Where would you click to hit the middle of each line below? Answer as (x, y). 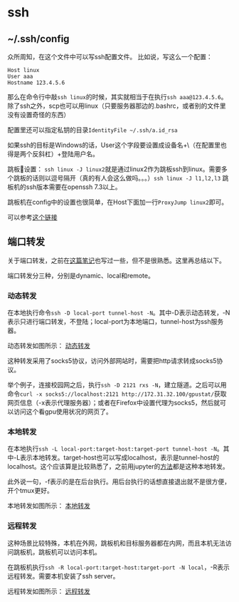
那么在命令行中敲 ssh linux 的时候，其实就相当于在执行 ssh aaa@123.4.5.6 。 (117, 97)
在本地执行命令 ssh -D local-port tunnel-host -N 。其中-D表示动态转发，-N (119, 313)
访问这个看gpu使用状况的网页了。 (63, 412)
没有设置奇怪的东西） (38, 114)
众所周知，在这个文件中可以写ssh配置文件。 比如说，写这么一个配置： (110, 57)
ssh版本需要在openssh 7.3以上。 (74, 187)
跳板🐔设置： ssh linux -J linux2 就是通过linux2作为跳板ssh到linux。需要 (115, 169)
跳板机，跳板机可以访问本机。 (57, 552)
